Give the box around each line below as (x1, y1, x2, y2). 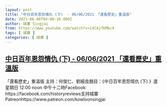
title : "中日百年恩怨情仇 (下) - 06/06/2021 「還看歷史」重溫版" (5, 12, 132, 17)
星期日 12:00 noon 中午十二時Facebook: (5, 84, 87, 90)
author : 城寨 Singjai (5, 21, 49, 26)
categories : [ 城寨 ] (5, 35, 49, 40)
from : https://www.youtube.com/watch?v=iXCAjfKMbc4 (5, 26, 114, 31)
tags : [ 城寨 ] (5, 30, 35, 35)
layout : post (5, 7, 32, 12)
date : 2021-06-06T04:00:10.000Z (5, 16, 72, 21)
